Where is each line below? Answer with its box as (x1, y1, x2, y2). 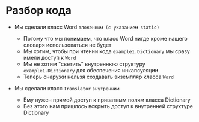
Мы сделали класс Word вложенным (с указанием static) (14, 23, 160, 30)
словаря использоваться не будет (23, 41, 112, 48)
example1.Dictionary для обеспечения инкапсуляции (23, 66, 159, 74)
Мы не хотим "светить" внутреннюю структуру (23, 60, 145, 68)
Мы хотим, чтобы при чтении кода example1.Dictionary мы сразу (23, 47, 190, 54)
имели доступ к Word (23, 54, 76, 61)
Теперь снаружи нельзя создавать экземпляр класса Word (23, 73, 174, 80)
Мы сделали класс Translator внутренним (14, 84, 120, 91)
